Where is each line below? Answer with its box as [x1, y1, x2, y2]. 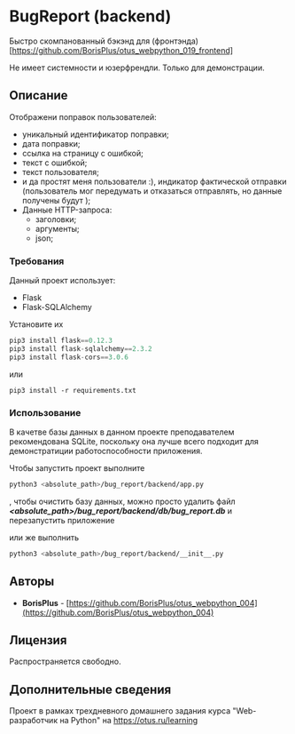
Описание [9, 88, 68, 103]
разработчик [9, 715, 58, 726]
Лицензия [9, 633, 67, 648]
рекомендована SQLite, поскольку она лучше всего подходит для [9, 435, 260, 446]
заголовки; [35, 213, 77, 224]
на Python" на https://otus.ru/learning [59, 715, 198, 726]
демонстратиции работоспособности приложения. [9, 445, 203, 456]
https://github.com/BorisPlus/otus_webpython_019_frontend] [12, 44, 233, 55]
